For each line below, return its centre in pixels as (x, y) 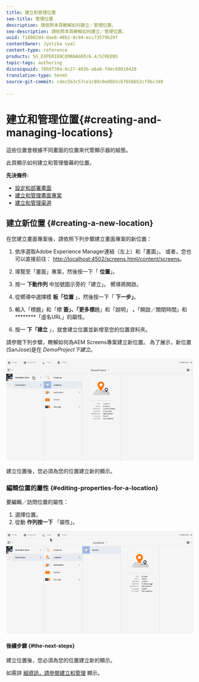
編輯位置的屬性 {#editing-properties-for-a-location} (82, 488)
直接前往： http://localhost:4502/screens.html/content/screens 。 (105, 259)
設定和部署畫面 (33, 188)
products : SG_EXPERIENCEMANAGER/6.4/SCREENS (62, 56)
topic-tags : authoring (34, 62)
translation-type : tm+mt (37, 75)
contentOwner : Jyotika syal (41, 44)
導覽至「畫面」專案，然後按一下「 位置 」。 (66, 271)
